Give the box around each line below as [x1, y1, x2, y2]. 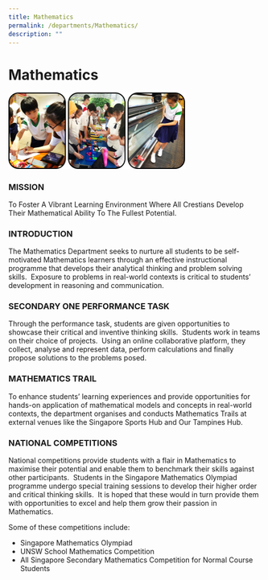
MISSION [8, 181, 44, 192]
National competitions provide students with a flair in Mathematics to [8, 455, 237, 466]
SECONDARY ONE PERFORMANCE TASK [8, 301, 171, 312]
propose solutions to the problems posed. [8, 353, 147, 363]
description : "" [8, 30, 63, 38]
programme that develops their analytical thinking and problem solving [8, 264, 243, 274]
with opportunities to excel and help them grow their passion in [8, 499, 217, 508]
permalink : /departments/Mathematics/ [8, 21, 138, 30]
